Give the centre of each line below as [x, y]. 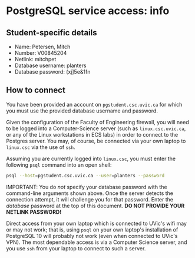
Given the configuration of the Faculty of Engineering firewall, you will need [98, 122]
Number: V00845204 [41, 53]
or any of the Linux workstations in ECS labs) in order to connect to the [92, 134]
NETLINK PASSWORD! [34, 212]
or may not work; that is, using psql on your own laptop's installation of [92, 229]
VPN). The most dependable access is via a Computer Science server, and [97, 242]
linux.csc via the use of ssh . [41, 147]
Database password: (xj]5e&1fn [52, 72]
